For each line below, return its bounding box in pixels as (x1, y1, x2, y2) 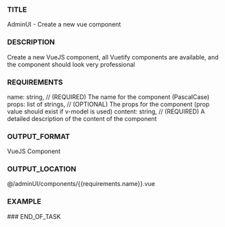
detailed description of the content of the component (7, 114, 157, 122)
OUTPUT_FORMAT (7, 131, 71, 141)
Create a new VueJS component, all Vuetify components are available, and (7, 53, 219, 61)
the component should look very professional (7, 60, 135, 68)
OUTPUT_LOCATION (7, 164, 77, 174)
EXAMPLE (7, 197, 42, 206)
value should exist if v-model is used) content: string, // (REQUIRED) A (7, 107, 205, 116)
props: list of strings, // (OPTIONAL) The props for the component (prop (7, 100, 210, 108)
